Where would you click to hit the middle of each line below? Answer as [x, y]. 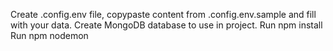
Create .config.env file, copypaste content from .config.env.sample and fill [163, 14]
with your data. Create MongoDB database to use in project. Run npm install [166, 25]
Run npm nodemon [49, 35]
